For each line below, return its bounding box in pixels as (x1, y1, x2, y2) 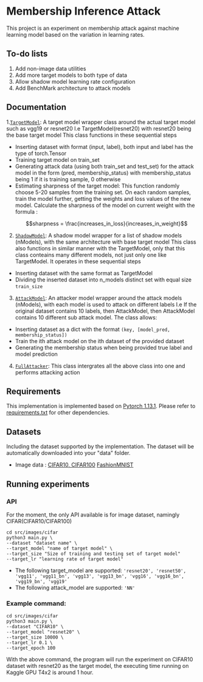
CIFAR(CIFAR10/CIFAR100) (6, 517, 72, 524)
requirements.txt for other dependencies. (6, 409, 109, 416)
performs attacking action (15, 368, 80, 376)
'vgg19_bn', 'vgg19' (15, 578, 67, 584)
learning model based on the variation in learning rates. (6, 31, 145, 38)
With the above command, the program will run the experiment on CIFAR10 (6, 656, 193, 663)
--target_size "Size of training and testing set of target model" (6, 551, 181, 557)
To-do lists (6, 49, 48, 59)
